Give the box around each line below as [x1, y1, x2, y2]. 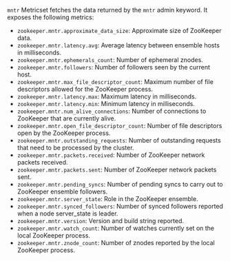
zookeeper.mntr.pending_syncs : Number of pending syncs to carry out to [17, 180, 223, 188]
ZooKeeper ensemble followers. [17, 187, 108, 196]
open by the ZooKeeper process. [17, 129, 111, 137]
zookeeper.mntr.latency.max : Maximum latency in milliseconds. [17, 92, 197, 101]
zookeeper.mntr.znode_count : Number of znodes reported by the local [17, 239, 215, 247]
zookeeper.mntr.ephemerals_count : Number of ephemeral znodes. [17, 56, 203, 64]
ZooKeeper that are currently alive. [17, 114, 116, 123]
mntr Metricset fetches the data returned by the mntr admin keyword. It [7, 6, 208, 14]
